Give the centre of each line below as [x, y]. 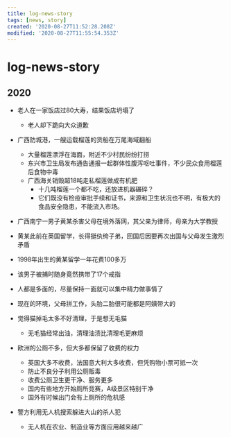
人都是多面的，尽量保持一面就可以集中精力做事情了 [90, 289]
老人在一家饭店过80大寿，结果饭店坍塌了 [76, 110]
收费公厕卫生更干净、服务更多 [70, 380]
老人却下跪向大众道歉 [58, 125]
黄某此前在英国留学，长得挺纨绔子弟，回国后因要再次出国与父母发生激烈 [120, 236]
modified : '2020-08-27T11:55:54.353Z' [63, 33]
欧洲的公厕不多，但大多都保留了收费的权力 [78, 348]
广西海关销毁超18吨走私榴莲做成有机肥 [82, 180]
